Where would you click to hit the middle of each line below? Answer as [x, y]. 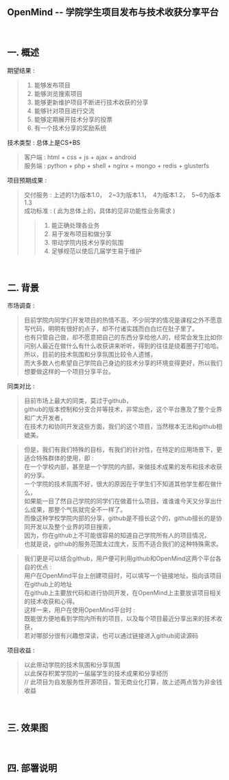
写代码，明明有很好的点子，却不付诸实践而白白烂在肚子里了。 [111, 329]
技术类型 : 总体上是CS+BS [44, 142]
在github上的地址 [48, 584]
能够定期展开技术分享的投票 [73, 119]
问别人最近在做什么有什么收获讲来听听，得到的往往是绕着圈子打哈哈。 [123, 346]
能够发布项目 [52, 85]
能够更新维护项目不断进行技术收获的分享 [91, 102]
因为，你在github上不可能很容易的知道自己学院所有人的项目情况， [117, 535]
